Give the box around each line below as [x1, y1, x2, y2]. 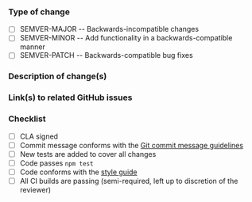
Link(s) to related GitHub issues [8, 92, 133, 103]
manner [19, 42, 45, 51]
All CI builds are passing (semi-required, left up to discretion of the [19, 176, 238, 185]
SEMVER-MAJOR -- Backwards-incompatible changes [19, 25, 200, 34]
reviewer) [19, 185, 52, 194]
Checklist [8, 113, 46, 124]
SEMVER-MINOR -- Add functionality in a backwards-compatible [19, 33, 233, 43]
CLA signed [19, 131, 58, 141]
